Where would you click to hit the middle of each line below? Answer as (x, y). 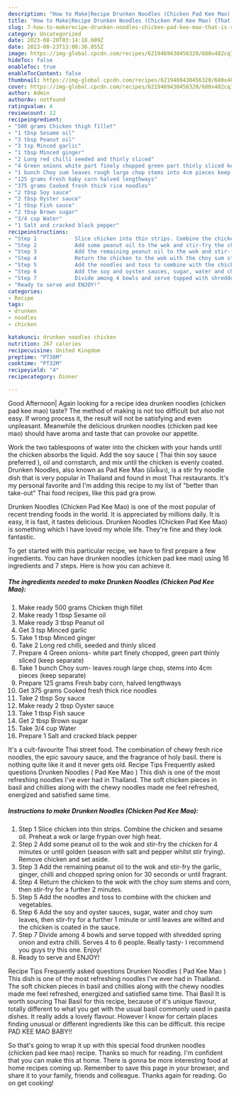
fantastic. (22, 536)
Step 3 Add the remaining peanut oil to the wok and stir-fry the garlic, (120, 867)
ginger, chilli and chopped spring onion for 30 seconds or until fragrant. (123, 874)
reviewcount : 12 (32, 113)
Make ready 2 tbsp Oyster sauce (66, 705)
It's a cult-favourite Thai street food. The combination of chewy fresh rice (115, 749)
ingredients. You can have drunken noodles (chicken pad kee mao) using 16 (118, 558)
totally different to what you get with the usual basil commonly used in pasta (119, 1009)
